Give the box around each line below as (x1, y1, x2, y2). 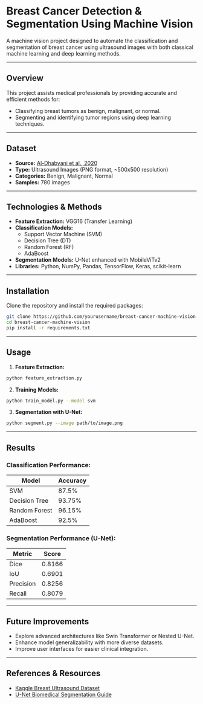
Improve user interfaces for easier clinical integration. (14, 645, 149, 653)
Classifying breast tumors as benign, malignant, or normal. (14, 107, 161, 114)
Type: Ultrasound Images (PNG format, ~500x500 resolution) (14, 166, 169, 173)
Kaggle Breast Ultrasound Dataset (14, 684, 100, 691)
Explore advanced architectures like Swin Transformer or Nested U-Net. (14, 633, 195, 640)
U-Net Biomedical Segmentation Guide (14, 691, 112, 698)
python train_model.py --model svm (6, 398, 96, 404)
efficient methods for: (6, 95, 60, 103)
